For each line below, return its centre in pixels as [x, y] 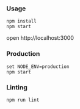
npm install [21, 21]
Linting [17, 87]
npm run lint [23, 100]
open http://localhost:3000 [40, 38]
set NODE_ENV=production [38, 66]
